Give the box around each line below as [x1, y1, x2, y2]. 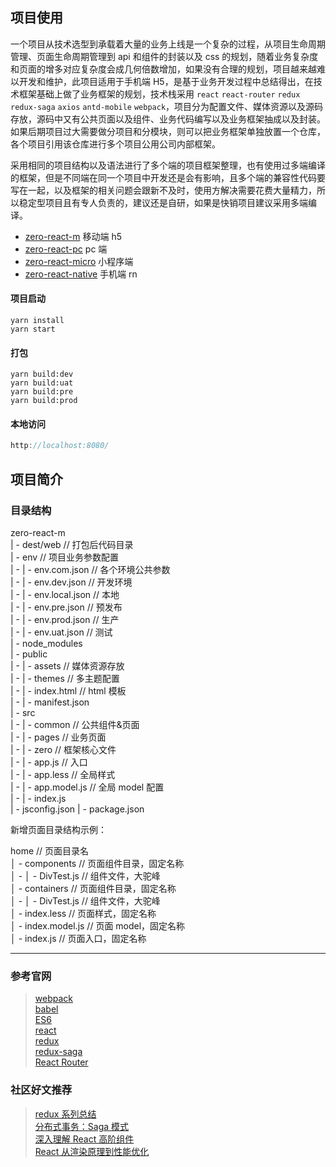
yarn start [10, 324, 56, 335]
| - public [10, 648, 48, 660]
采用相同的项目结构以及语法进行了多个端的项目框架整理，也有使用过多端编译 [10, 159, 326, 171]
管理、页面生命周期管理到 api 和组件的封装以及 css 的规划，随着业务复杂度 [10, 50, 319, 62]
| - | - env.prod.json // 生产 [10, 613, 120, 625]
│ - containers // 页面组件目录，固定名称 [10, 882, 177, 894]
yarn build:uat [10, 378, 74, 388]
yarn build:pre [10, 387, 74, 397]
